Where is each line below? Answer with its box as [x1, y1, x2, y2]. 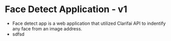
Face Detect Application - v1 [5, 4, 127, 15]
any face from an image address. [12, 25, 83, 31]
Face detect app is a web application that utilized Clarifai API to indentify [12, 20, 166, 26]
